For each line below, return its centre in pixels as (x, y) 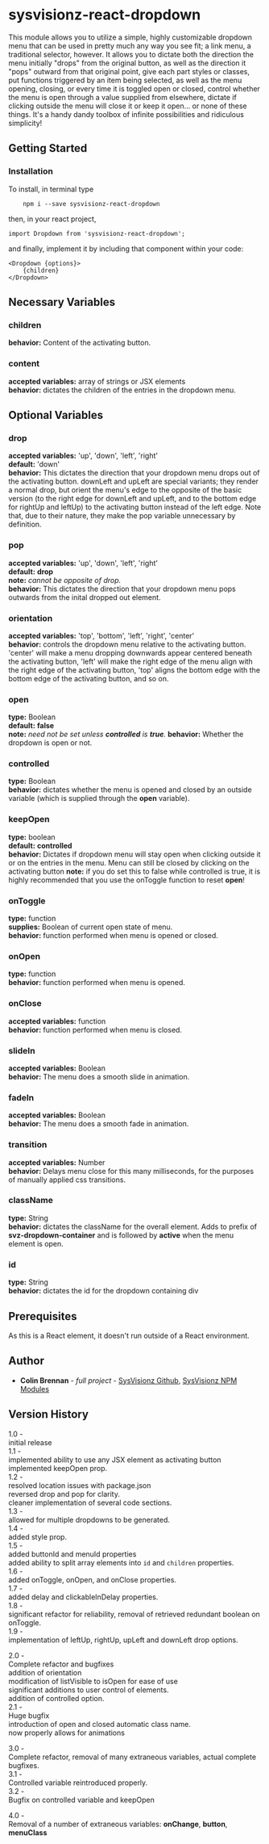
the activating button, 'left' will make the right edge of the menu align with (131, 661)
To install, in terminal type (51, 189)
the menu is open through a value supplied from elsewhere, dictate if (123, 97)
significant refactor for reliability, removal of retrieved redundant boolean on (134, 1614)
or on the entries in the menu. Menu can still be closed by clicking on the (129, 862)
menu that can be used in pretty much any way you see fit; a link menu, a (130, 45)
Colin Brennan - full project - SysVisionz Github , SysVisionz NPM (128, 1380)
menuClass (28, 1832)
